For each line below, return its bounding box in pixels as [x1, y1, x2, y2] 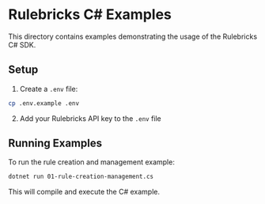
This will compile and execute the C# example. [8, 187, 161, 197]
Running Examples [8, 137, 103, 150]
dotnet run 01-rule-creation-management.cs [8, 172, 154, 181]
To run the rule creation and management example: [8, 157, 176, 167]
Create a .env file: [19, 84, 78, 93]
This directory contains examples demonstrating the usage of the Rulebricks [8, 32, 258, 41]
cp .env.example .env [8, 99, 80, 108]
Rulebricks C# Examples [8, 6, 172, 24]
